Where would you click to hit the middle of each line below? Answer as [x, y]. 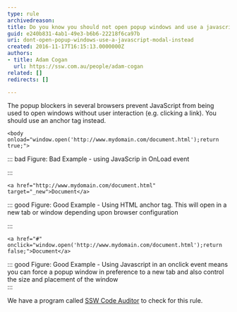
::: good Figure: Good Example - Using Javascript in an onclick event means [117, 265]
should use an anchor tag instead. [57, 121]
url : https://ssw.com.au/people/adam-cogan [78, 66]
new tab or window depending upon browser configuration [93, 212]
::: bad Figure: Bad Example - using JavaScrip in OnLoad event [98, 159]
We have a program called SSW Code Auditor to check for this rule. [105, 301]
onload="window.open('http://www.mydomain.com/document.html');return [113, 140]
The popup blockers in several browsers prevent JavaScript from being [111, 106]
